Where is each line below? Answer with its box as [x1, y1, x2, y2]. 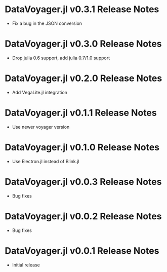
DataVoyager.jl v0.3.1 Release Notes [5, 4, 159, 15]
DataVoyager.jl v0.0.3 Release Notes [5, 176, 162, 187]
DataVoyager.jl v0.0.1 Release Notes [5, 245, 159, 256]
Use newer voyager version [12, 124, 70, 130]
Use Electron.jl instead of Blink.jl [12, 158, 79, 164]
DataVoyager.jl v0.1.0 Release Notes [5, 141, 160, 153]
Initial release [12, 262, 40, 268]
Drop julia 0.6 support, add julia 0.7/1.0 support [12, 55, 110, 61]
